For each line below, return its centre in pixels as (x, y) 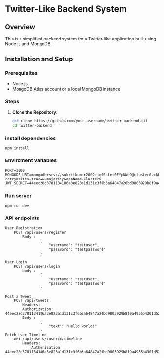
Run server (18, 196)
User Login (16, 262)
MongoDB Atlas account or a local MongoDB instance (66, 89)
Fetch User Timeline (26, 335)
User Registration (24, 228)
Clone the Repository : (35, 112)
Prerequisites (21, 73)
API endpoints (22, 218)
